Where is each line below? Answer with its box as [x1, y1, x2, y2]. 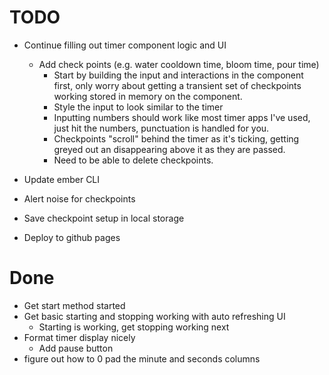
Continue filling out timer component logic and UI [23, 39, 227, 51]
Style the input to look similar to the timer [53, 101, 224, 113]
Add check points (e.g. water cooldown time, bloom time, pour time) [38, 58, 320, 70]
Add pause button [38, 342, 114, 354]
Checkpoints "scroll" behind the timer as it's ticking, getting [53, 132, 300, 145]
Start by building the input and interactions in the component [53, 69, 304, 81]
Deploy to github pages [23, 231, 121, 243]
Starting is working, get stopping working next [38, 321, 230, 333]
